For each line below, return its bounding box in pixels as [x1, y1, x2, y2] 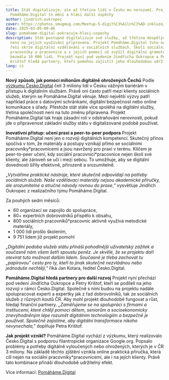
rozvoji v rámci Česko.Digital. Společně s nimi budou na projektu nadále [6, 285, 154, 292]
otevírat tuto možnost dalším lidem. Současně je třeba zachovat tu [6, 255, 143, 261]
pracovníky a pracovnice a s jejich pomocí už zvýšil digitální [10, 49, 147, 54]
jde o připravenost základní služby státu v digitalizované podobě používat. [6, 120, 159, 126]
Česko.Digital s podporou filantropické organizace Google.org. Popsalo [6, 338, 152, 344]
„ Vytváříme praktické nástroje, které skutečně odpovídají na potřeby [6, 172, 147, 178]
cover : [6, 21, 20, 27]
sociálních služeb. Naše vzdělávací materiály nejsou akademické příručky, [6, 177, 160, 183]
